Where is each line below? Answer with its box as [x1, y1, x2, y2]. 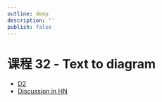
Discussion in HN [17, 87, 68, 96]
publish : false [7, 23, 52, 30]
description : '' [7, 17, 55, 24]
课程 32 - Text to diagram [7, 56, 156, 72]
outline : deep [7, 10, 49, 18]
